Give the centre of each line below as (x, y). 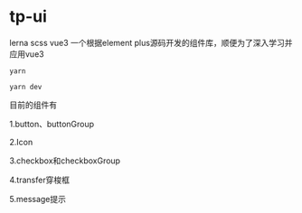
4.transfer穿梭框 (40, 180)
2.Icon (21, 142)
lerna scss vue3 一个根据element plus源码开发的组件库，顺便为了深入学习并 (151, 42)
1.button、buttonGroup (52, 124)
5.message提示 (38, 199)
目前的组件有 (33, 105)
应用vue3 (27, 54)
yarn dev (26, 87)
